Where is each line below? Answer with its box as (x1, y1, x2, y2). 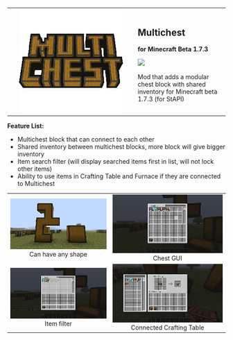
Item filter (44, 319, 73, 328)
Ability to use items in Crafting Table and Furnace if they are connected (17, 172, 221, 180)
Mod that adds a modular (137, 73, 209, 81)
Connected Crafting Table (130, 323, 205, 332)
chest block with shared (137, 80, 206, 89)
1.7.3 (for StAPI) (137, 95, 185, 103)
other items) (17, 164, 53, 173)
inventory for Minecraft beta (137, 87, 218, 96)
